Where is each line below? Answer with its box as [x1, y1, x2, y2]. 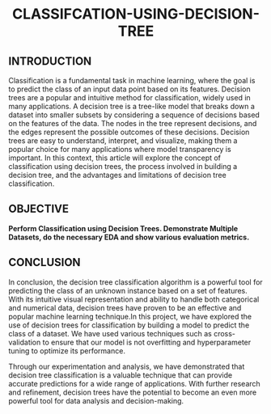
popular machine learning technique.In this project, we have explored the [8, 311, 252, 321]
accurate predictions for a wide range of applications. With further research [8, 378, 260, 388]
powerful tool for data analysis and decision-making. [8, 395, 184, 405]
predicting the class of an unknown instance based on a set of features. [8, 285, 248, 295]
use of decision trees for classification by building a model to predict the [8, 320, 250, 330]
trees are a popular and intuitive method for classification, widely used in [8, 93, 251, 102]
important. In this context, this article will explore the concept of [8, 153, 221, 163]
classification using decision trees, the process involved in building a [8, 162, 238, 171]
